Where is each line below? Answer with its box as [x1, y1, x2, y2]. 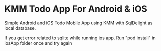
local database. [4, 25, 36, 31]
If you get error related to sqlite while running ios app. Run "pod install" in [4, 35, 156, 41]
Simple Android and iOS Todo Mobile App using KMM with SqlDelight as [4, 20, 153, 26]
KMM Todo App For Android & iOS [4, 3, 148, 15]
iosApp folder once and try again [4, 40, 72, 46]
